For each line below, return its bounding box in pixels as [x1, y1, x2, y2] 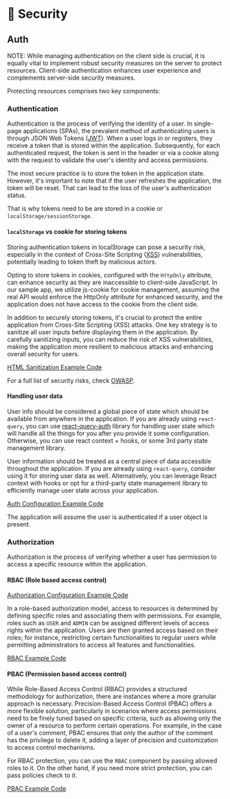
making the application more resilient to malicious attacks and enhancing [7, 343, 214, 351]
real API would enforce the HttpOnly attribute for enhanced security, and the [7, 292, 223, 301]
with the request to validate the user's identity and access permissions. [7, 156, 209, 164]
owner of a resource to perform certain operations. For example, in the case [7, 721, 222, 730]
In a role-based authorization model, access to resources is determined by [7, 604, 218, 613]
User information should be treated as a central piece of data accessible [7, 456, 211, 465]
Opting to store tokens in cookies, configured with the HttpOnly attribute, [7, 270, 213, 279]
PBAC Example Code [7, 785, 67, 793]
